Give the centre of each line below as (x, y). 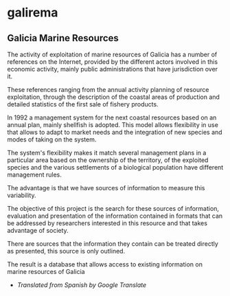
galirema (33, 13)
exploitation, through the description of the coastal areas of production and (113, 97)
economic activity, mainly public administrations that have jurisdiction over (113, 69)
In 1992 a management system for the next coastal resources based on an (112, 117)
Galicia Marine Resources (63, 38)
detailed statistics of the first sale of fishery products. (83, 104)
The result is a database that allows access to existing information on (105, 264)
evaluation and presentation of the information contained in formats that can (115, 216)
